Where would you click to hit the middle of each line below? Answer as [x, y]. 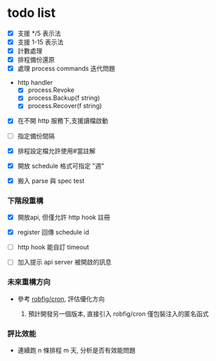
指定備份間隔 [36, 136]
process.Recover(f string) [65, 106]
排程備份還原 [36, 60]
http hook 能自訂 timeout [53, 247]
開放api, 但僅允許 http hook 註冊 [64, 217]
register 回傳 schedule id [53, 232]
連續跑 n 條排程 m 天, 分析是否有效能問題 [76, 350]
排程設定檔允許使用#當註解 [56, 151]
